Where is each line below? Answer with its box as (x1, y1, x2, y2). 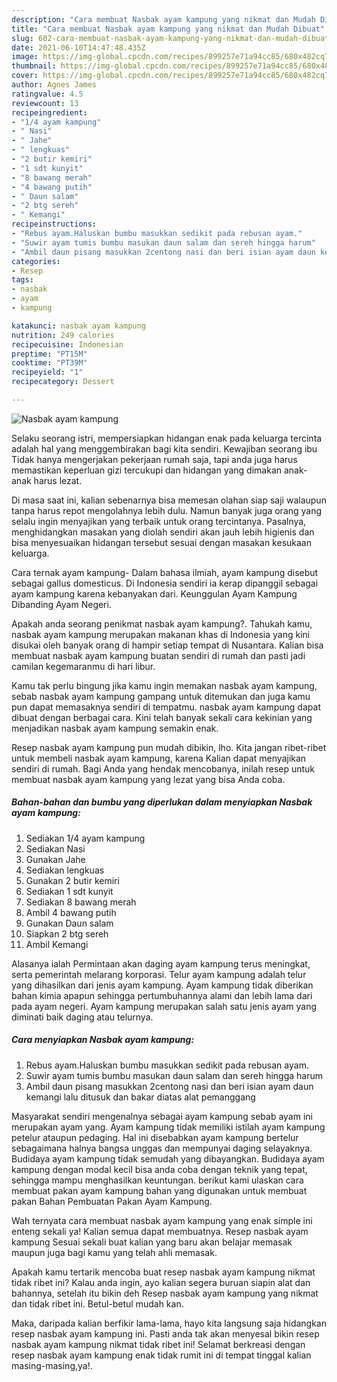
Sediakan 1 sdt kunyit (25, 885, 114, 897)
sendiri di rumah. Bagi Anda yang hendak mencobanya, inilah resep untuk (11, 762, 316, 775)
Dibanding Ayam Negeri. (11, 598, 112, 610)
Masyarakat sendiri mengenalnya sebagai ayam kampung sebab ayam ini (11, 1110, 313, 1122)
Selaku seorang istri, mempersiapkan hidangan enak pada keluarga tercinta (11, 432, 323, 444)
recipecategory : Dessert (11, 377, 115, 387)
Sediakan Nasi (25, 842, 86, 855)
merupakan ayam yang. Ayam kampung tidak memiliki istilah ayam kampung (11, 1121, 326, 1133)
